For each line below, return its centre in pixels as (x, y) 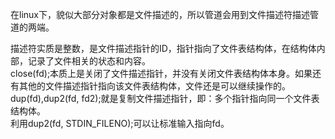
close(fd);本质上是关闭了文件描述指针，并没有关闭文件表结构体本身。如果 (161, 73)
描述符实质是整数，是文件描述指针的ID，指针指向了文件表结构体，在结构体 (163, 48)
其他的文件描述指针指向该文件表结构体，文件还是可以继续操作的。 (154, 86)
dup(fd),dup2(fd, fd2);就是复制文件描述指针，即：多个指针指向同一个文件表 (165, 98)
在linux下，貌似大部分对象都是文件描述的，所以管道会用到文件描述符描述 (160, 14)
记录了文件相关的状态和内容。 (89, 61)
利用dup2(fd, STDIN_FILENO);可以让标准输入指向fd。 (120, 123)
